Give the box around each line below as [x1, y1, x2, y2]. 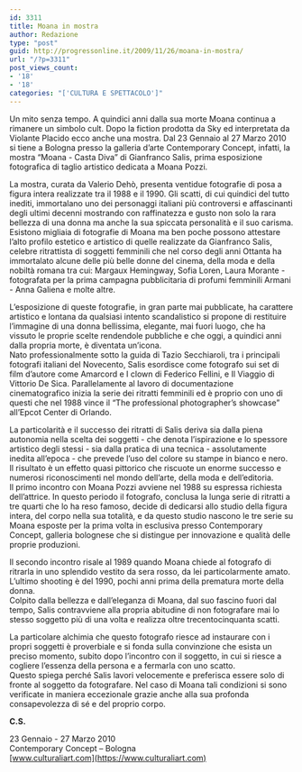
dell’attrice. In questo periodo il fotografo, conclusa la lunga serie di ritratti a [9, 491, 291, 502]
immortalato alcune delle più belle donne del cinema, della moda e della [9, 255, 276, 266]
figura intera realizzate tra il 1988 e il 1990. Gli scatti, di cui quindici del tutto [9, 188, 290, 199]
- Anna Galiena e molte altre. [9, 284, 115, 295]
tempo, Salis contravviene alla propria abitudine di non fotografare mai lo [9, 604, 279, 615]
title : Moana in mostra [9, 22, 99, 31]
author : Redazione [9, 30, 78, 39]
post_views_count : [9, 64, 78, 73]
